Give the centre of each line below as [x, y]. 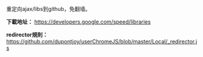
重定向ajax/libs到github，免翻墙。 [48, 9]
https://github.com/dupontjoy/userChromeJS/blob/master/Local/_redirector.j [102, 42]
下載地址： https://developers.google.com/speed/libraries [78, 22]
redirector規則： [27, 35]
